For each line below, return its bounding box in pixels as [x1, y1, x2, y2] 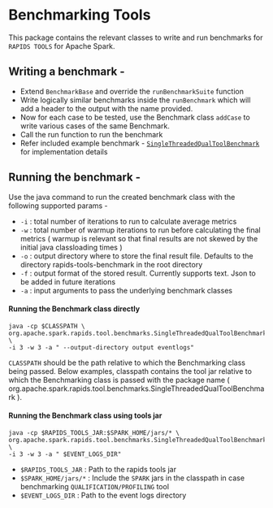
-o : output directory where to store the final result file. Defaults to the [19, 250, 253, 261]
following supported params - [8, 201, 108, 211]
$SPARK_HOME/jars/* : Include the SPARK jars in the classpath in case [19, 473, 245, 483]
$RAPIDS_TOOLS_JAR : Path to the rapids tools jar [19, 464, 177, 474]
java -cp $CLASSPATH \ [8, 322, 85, 330]
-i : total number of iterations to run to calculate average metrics [19, 216, 237, 226]
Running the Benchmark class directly [8, 304, 141, 314]
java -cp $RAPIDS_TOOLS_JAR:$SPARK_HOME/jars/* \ [8, 428, 180, 436]
